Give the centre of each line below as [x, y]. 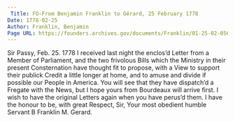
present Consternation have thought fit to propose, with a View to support [114, 68]
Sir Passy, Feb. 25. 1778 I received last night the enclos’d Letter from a [108, 53]
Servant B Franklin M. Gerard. [50, 112]
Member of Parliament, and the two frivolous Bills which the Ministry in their [116, 61]
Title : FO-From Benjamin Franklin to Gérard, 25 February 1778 [104, 14]
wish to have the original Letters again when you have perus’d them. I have [115, 98]
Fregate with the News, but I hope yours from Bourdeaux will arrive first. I [113, 90]
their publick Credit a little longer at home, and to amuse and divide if [107, 75]
